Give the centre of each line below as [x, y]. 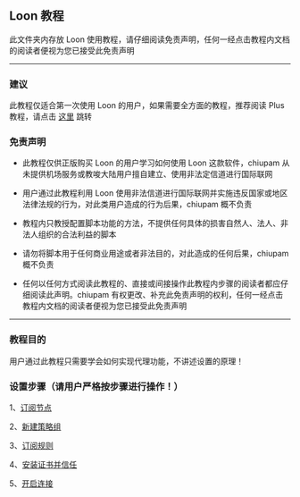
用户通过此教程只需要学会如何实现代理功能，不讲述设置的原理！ [126, 361]
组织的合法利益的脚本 [77, 234]
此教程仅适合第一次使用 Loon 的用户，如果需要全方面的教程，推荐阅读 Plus [147, 105]
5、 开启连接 [31, 484]
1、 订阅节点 [30, 408]
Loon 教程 [37, 16]
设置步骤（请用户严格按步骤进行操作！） [96, 386]
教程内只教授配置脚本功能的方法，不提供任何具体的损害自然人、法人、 [151, 223]
